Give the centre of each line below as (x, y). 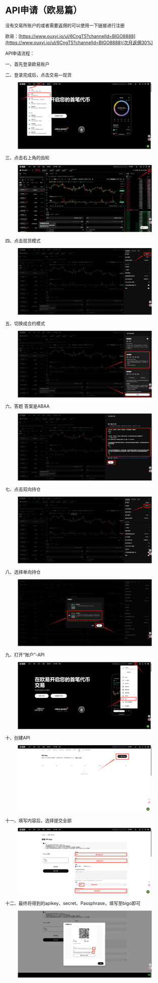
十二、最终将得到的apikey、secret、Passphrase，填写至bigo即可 (73, 903)
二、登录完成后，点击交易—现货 (38, 75)
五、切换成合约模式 (25, 323)
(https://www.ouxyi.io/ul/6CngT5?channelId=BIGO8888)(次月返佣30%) (79, 42)
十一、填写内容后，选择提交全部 (38, 821)
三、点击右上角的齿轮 (27, 158)
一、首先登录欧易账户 (27, 64)
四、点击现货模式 (23, 240)
